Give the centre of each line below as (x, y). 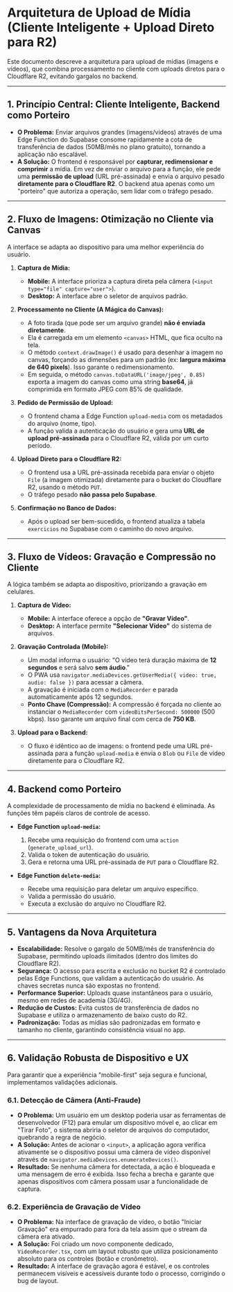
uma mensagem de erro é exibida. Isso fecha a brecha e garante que (116, 1174)
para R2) (32, 42)
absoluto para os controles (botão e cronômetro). (87, 1259)
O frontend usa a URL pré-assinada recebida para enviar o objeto (121, 472)
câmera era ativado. (46, 1237)
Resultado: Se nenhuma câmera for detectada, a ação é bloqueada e (116, 1167)
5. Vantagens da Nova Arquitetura (82, 932)
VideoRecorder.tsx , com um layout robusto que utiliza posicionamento (118, 1251)
